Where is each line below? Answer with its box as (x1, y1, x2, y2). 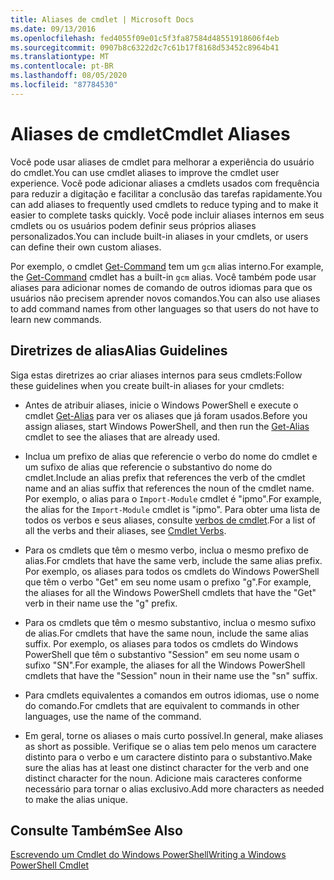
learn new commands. (10, 313, 102, 325)
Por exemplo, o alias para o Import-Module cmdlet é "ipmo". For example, (24, 492, 322, 505)
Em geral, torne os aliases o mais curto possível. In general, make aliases (24, 729, 324, 741)
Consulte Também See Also (10, 822, 183, 839)
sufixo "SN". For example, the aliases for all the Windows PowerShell (24, 659, 306, 671)
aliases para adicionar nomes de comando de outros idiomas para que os (10, 281, 313, 293)
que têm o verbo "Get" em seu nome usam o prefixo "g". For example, (24, 576, 312, 588)
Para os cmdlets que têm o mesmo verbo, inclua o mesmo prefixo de (24, 544, 309, 556)
